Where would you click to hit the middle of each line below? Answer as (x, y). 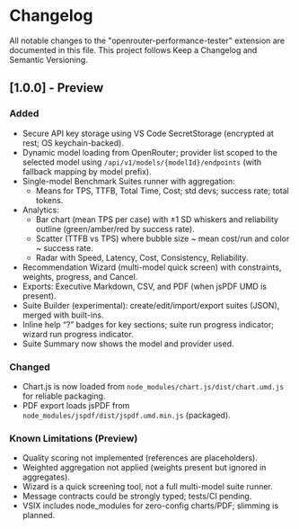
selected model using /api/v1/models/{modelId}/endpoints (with (142, 162)
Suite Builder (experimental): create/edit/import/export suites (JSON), (151, 305)
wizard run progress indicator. (78, 334)
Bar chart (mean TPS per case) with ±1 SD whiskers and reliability (157, 219)
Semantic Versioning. (48, 59)
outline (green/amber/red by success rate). (115, 229)
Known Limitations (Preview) (74, 438)
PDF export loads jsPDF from (76, 405)
